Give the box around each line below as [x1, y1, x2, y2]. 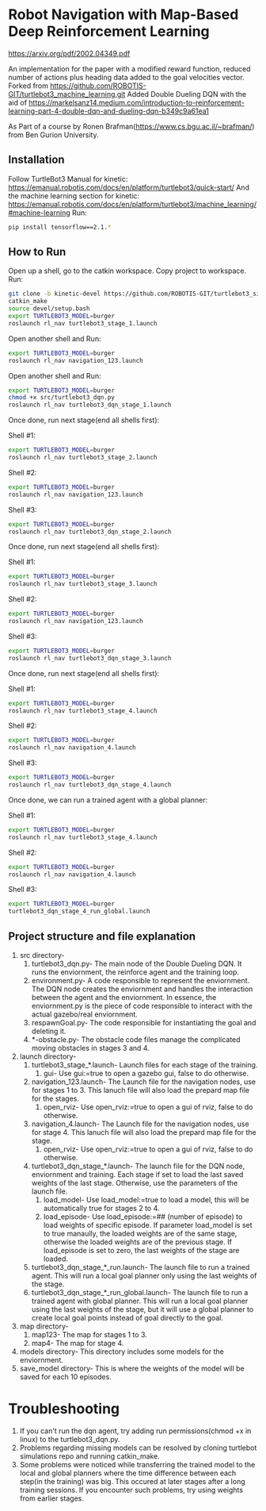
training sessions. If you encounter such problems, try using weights [19, 1485, 244, 1494]
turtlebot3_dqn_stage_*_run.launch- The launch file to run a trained [31, 1263, 250, 1271]
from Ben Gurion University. [8, 129, 99, 140]
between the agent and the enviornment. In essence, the [31, 993, 217, 1002]
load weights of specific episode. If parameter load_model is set [43, 1221, 253, 1229]
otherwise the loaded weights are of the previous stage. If [43, 1237, 232, 1247]
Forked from [8, 81, 49, 90]
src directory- [19, 951, 65, 959]
